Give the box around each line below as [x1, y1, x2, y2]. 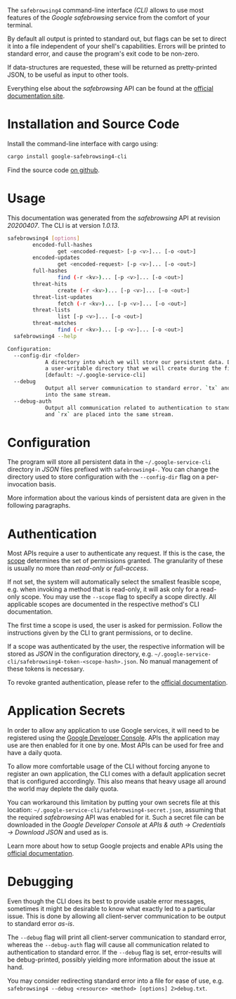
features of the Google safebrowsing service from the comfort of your [7, 13, 210, 22]
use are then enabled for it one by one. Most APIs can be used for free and [7, 741, 224, 749]
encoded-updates [32, 254, 80, 262]
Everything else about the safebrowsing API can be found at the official [7, 84, 214, 92]
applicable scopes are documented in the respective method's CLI [7, 600, 199, 609]
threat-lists [32, 307, 71, 314]
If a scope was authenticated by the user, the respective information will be [7, 643, 225, 651]
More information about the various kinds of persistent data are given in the [7, 494, 226, 502]
